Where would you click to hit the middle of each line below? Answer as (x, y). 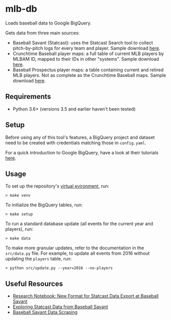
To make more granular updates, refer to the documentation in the (75, 248)
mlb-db (21, 9)
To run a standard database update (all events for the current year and (79, 224)
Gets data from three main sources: (43, 33)
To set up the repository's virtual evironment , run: (57, 186)
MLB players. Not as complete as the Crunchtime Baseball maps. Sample (89, 75)
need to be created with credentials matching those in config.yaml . (76, 143)
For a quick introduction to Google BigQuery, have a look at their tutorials (82, 152)
